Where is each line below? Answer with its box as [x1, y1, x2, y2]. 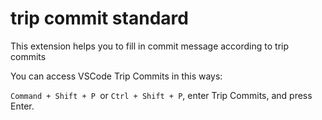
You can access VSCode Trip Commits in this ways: [10, 70, 223, 82]
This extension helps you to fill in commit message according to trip [10, 40, 290, 52]
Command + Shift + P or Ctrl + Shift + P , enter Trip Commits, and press [10, 89, 313, 101]
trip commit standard [10, 7, 189, 30]
